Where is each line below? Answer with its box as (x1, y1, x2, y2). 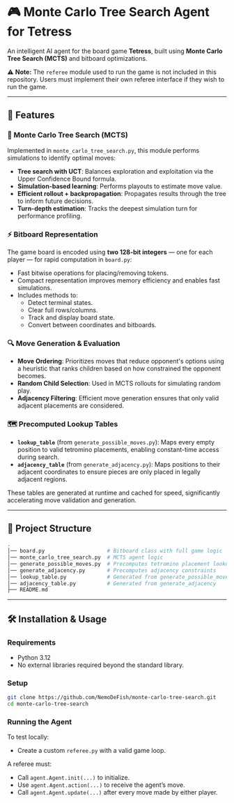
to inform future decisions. (17, 197, 94, 205)
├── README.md (7, 586, 49, 594)
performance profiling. (17, 211, 82, 220)
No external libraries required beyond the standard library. (17, 661, 185, 669)
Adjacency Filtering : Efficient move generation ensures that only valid (17, 394, 219, 403)
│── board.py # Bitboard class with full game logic (7, 548, 223, 555)
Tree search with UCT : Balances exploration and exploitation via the (17, 167, 214, 175)
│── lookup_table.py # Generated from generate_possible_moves (7, 573, 232, 580)
